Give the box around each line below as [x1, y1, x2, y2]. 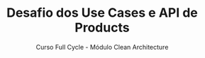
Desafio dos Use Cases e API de [6, 5, 198, 21]
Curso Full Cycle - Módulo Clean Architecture [35, 43, 169, 51]
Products [74, 20, 130, 36]
